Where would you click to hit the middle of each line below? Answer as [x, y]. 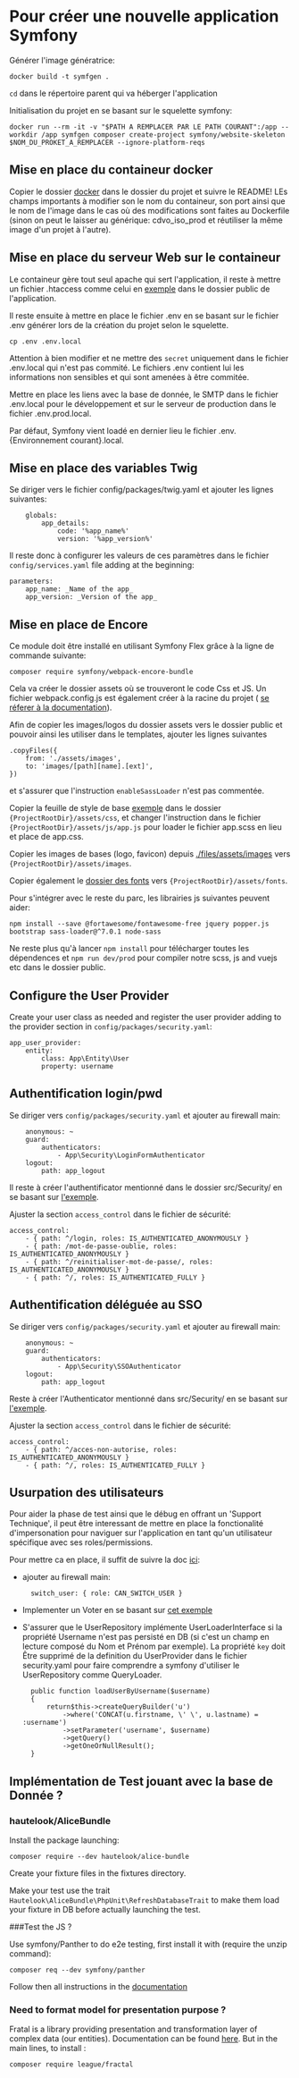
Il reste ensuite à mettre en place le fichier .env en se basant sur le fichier [144, 316]
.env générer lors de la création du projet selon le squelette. [119, 325]
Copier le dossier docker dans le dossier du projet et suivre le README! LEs [149, 191]
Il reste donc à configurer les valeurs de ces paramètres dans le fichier [139, 555]
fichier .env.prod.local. [50, 413]
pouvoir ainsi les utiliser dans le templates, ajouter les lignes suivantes [138, 734]
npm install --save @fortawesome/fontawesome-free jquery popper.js [139, 924]
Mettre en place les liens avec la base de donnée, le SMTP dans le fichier [144, 394]
